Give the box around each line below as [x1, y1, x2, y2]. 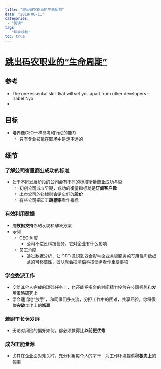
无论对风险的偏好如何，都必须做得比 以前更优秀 [12, 328, 105, 334]
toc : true [5, 34, 25, 39]
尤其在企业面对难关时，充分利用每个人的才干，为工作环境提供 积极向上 [12, 353, 152, 359]
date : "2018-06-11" [5, 12, 44, 16]
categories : [5, 16, 29, 21]
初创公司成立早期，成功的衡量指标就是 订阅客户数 [19, 185, 117, 191]
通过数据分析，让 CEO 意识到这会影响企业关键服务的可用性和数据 [26, 253, 157, 258]
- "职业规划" [7, 30, 30, 34]
